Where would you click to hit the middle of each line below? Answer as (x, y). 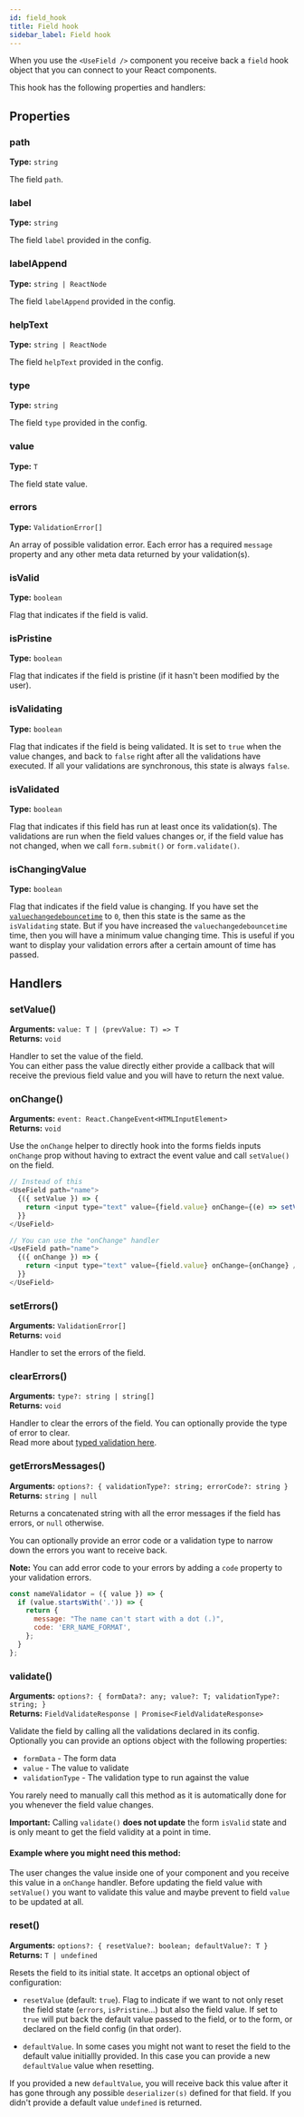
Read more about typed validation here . (83, 1443)
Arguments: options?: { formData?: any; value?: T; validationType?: (145, 1696)
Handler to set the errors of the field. (78, 1353)
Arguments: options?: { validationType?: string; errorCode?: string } (149, 1485)
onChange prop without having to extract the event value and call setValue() (150, 1156)
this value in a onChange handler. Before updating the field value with (136, 1883)
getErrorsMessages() (57, 1466)
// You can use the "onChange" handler (85, 1240)
